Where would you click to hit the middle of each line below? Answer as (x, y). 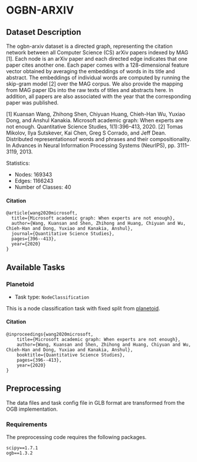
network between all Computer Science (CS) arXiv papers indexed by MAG (97, 53)
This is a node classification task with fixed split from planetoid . (83, 308)
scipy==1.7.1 (22, 448)
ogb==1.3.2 (19, 453)
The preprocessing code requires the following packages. (76, 437)
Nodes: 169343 (33, 174)
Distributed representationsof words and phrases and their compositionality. (99, 139)
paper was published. (32, 103)
